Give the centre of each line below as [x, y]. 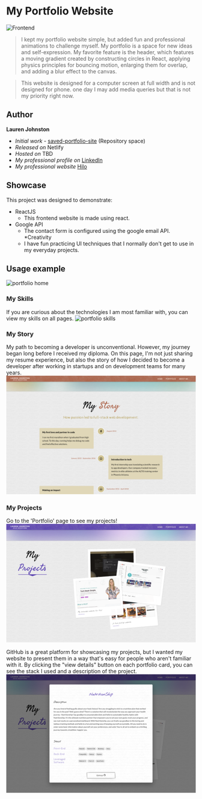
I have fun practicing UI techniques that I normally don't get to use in [109, 243]
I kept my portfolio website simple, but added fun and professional [103, 39]
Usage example [36, 269]
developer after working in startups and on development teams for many [96, 366]
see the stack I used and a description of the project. [72, 671]
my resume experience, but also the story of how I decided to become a [96, 360]
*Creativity [38, 237]
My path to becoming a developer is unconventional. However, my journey [98, 347]
